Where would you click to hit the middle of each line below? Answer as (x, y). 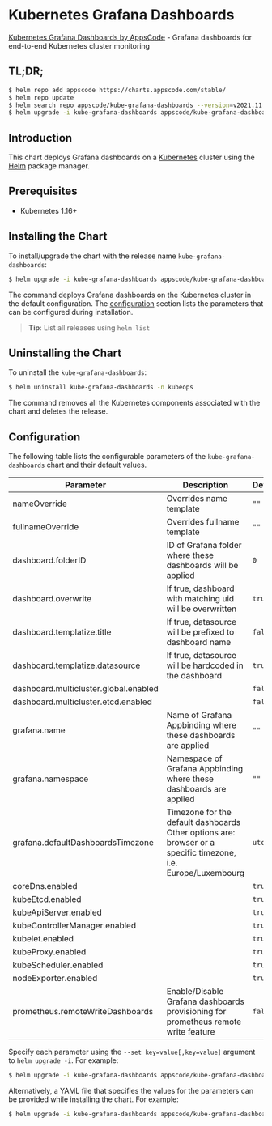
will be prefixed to (200, 632)
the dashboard (194, 676)
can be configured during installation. (71, 312)
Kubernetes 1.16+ (49, 210)
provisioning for (196, 1012)
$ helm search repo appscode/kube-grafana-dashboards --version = (121, 105)
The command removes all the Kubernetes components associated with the (134, 403)
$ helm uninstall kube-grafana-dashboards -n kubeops (101, 387)
